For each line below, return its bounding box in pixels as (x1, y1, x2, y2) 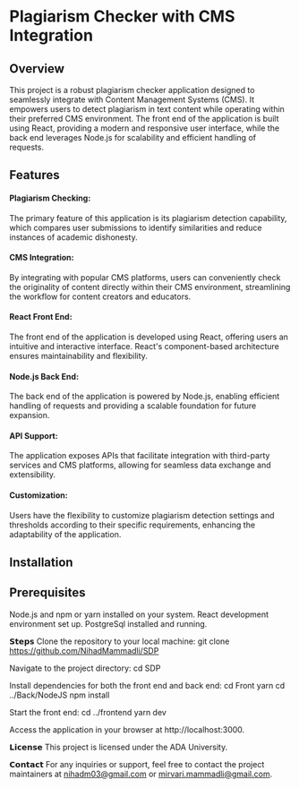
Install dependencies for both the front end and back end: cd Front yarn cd (9, 680, 286, 690)
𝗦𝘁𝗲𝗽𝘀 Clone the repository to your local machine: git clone (9, 636, 230, 647)
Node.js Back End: (9, 371, 79, 381)
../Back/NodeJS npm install (9, 689, 110, 700)
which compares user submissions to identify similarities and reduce (9, 222, 262, 233)
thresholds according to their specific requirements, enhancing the (9, 519, 256, 530)
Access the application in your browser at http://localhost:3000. (9, 724, 245, 735)
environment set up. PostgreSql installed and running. (9, 618, 208, 629)
